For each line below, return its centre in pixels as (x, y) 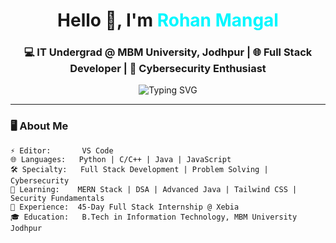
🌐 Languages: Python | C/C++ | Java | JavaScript (121, 159)
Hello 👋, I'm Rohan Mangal (168, 20)
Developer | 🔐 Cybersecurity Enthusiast (168, 69)
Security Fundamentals (57, 198)
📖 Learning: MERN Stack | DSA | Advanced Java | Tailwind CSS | (154, 189)
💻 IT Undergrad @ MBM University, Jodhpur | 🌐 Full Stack (168, 52)
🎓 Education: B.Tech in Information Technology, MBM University (154, 217)
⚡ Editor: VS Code (62, 150)
